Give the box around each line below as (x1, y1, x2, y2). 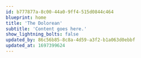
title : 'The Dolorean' (5, 20, 63, 26)
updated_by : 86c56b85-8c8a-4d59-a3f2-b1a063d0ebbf (5, 37, 136, 43)
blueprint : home (5, 14, 46, 21)
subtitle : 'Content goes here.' (5, 25, 87, 32)
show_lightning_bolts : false (5, 31, 79, 37)
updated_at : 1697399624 (5, 43, 66, 49)
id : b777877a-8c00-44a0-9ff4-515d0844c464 (5, 8, 114, 15)
